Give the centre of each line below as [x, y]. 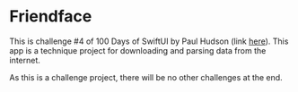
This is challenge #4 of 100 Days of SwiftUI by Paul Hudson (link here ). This [149, 41]
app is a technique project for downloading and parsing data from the [138, 50]
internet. [25, 60]
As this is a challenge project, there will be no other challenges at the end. [146, 77]
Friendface [51, 17]
